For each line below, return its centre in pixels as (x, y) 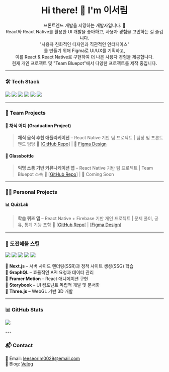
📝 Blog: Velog (19, 363)
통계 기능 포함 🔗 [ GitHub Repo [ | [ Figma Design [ (73, 225)
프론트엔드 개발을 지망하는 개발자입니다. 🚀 (84, 25)
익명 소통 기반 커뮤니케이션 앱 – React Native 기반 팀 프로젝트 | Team (85, 168)
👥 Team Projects (26, 113)
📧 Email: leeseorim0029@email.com (43, 358)
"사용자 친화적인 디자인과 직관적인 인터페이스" (84, 44)
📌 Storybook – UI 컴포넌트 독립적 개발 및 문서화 (53, 285)
